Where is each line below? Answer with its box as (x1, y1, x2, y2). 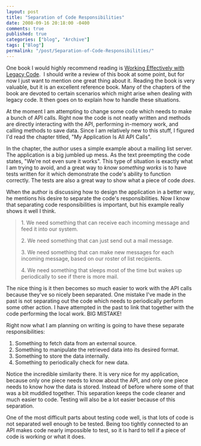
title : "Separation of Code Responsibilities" (6, 14, 125, 20)
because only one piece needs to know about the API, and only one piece (6, 376, 188, 384)
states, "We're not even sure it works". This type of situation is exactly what (6, 157, 193, 165)
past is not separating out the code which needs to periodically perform (6, 297, 184, 305)
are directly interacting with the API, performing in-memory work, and (6, 120, 179, 128)
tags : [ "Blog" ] (6, 43, 44, 49)
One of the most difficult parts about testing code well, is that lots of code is (6, 414, 194, 421)
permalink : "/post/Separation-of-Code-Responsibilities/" (6, 48, 154, 54)
